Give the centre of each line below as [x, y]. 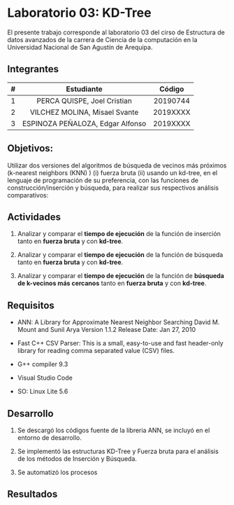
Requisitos [31, 305]
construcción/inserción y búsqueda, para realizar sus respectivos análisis [113, 188]
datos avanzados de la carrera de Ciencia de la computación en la [102, 39]
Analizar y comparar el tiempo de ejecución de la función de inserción [119, 234]
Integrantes [33, 69]
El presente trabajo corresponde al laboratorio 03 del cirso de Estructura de [116, 32]
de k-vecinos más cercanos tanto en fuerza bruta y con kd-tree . [112, 283]
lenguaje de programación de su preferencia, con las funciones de [103, 180]
